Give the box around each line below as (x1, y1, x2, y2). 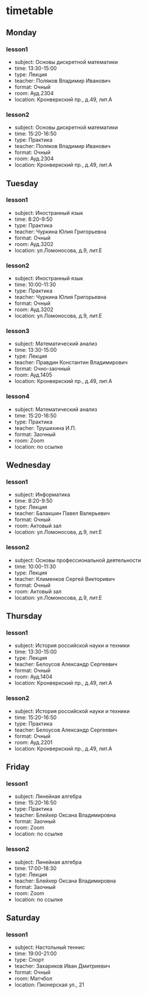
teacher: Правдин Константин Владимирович (14, 359, 128, 366)
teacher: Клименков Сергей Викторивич (14, 575, 115, 582)
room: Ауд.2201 (14, 738, 53, 745)
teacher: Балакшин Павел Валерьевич (14, 510, 110, 517)
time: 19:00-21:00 (14, 950, 57, 957)
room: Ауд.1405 (14, 371, 53, 378)
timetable (6, 4, 54, 18)
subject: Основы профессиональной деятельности (14, 556, 142, 563)
